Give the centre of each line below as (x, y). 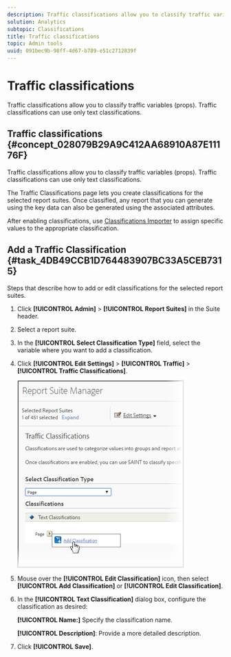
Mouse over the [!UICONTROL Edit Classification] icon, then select (113, 578)
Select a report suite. (47, 329)
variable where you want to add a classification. (85, 350)
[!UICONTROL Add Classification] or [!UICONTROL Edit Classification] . (120, 585)
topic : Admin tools (35, 44)
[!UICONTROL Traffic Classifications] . (72, 371)
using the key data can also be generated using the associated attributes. (111, 208)
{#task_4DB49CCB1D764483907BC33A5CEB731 (114, 261)
